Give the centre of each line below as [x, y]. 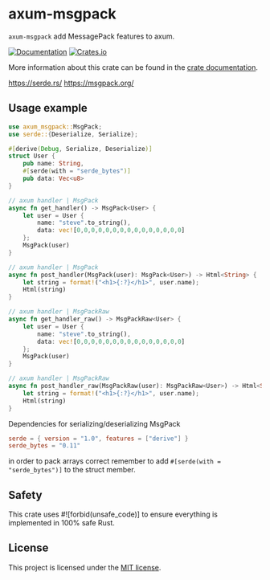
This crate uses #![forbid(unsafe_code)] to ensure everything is [113, 514]
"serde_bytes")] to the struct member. [72, 470]
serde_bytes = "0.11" [45, 446]
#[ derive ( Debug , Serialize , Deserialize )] [80, 149]
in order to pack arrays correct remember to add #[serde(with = [115, 461]
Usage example [48, 108]
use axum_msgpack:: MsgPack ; [55, 127]
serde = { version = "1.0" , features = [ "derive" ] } [98, 439]
